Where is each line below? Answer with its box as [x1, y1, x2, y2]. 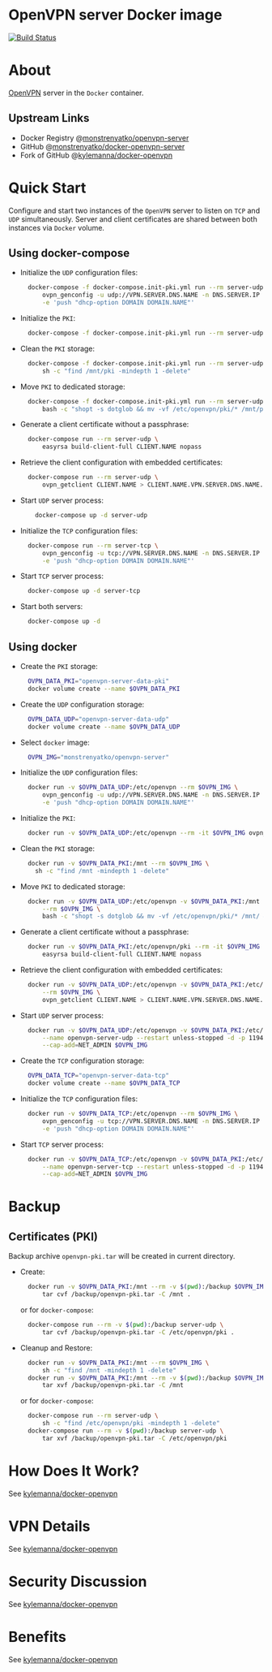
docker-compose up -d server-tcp [28, 587, 141, 595]
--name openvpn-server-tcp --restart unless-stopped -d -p [41, 1163, 245, 1171]
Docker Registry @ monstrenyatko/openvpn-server [19, 132, 189, 143]
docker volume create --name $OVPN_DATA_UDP [28, 723, 181, 731]
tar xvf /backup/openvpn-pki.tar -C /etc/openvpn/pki [41, 1434, 227, 1442]
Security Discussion [8, 1572, 147, 1591]
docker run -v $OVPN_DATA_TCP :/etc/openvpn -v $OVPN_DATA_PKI [28, 1155, 242, 1163]
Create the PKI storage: [19, 662, 99, 671]
